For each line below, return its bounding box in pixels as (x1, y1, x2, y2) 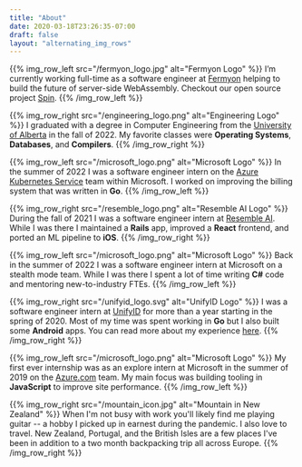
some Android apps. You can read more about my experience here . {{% (9, 325, 279, 336)
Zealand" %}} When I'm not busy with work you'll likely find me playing (9, 409, 275, 420)
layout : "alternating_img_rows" (9, 38, 132, 48)
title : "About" (9, 13, 67, 23)
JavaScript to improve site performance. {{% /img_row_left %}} (9, 382, 248, 392)
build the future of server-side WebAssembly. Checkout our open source (9, 83, 281, 94)
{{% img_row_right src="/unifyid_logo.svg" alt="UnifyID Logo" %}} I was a (9, 296, 288, 307)
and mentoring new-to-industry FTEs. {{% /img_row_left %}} (9, 279, 237, 290)
